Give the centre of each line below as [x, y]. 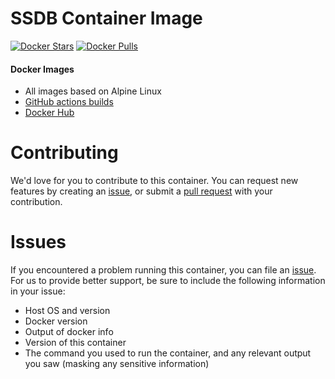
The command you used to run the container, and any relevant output [168, 353]
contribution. [36, 202]
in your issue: [38, 291]
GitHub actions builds [69, 102]
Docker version [56, 321]
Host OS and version [67, 311]
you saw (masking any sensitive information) [117, 364]
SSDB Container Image [106, 18]
